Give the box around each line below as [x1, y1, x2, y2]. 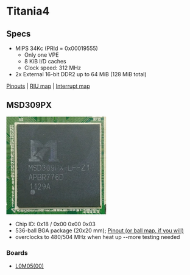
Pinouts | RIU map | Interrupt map [6, 82, 90, 90]
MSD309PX [6, 100, 52, 110]
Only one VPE [24, 51, 59, 59]
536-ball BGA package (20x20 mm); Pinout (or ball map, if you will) [15, 227, 184, 234]
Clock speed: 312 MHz [24, 64, 81, 71]
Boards [6, 248, 29, 257]
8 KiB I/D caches [24, 58, 66, 65]
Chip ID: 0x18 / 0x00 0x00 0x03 [15, 220, 96, 227]
